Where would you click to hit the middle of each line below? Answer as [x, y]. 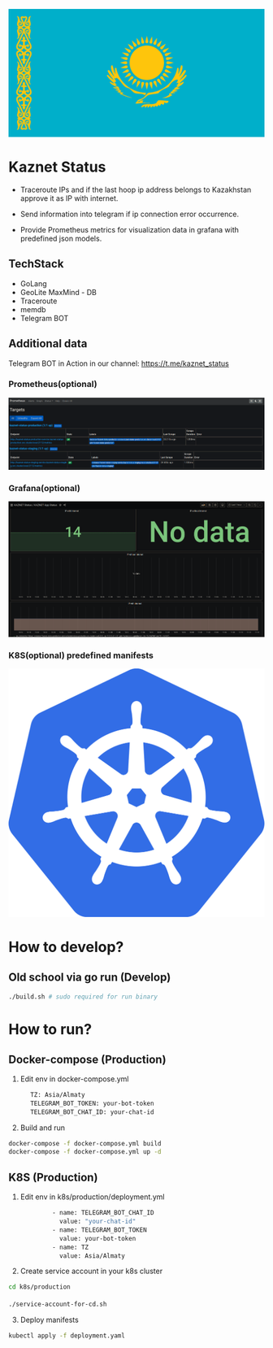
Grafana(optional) [45, 488]
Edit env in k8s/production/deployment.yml [92, 1197]
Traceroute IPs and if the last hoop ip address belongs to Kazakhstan [136, 189]
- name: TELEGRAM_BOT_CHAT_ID [103, 1213]
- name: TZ [70, 1247]
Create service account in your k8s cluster [91, 1271]
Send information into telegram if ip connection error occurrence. [130, 214]
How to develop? [66, 947]
